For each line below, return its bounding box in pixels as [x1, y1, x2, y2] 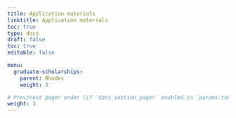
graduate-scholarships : [13, 68, 83, 75]
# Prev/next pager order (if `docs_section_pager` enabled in [7, 94, 193, 101]
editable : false [7, 50, 55, 57]
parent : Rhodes [20, 75, 65, 82]
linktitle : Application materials [7, 17, 109, 24]
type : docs [7, 29, 39, 37]
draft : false [7, 36, 46, 43]
